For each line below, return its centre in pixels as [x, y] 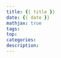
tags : [13, 29]
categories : [21, 40]
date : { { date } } [28, 18]
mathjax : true [24, 23]
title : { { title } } [31, 12]
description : [23, 46]
